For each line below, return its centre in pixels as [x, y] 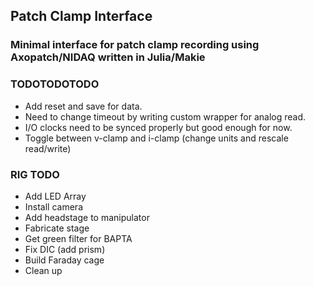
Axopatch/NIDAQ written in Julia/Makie [108, 57]
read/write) [48, 148]
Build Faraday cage [64, 260]
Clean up [43, 270]
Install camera [53, 206]
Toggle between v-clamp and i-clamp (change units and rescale [156, 138]
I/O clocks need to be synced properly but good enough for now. [158, 127]
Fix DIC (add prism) [65, 249]
